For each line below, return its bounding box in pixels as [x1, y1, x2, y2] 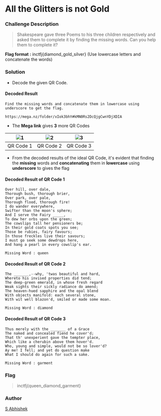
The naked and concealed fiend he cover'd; [5, 331, 94, 336]
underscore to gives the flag [12, 165, 70, 171]
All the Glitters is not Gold [5, 3, 110, 15]
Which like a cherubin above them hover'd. [5, 339, 94, 344]
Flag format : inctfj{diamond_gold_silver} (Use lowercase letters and [5, 51, 141, 57]
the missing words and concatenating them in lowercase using [12, 160, 140, 166]
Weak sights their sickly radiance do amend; [5, 285, 98, 289]
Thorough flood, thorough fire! [5, 200, 70, 205]
